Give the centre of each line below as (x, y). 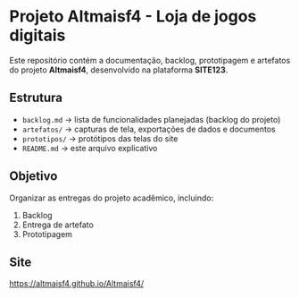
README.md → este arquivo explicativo (90, 148)
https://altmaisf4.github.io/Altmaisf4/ (77, 284)
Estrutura (36, 98)
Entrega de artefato (58, 225)
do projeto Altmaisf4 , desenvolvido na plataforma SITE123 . (119, 70)
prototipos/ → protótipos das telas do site (100, 138)
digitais (37, 35)
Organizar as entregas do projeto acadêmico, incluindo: (112, 198)
